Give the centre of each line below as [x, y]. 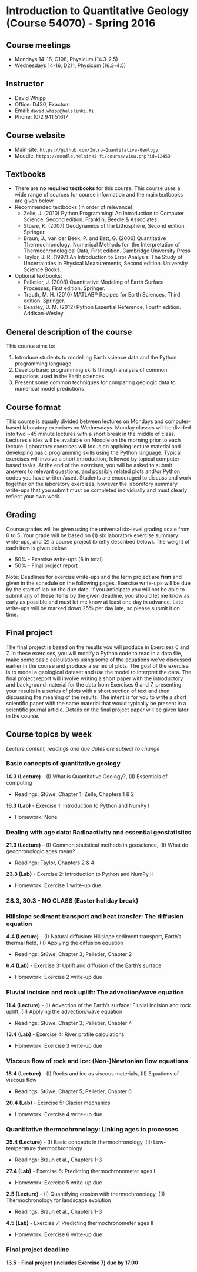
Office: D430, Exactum [42, 104]
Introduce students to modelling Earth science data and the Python [96, 358]
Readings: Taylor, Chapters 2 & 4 [54, 863]
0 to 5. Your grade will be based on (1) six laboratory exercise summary [92, 535]
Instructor [25, 84]
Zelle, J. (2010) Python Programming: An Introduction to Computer [104, 214]
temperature [21, 1148]
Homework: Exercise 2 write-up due [58, 977]
